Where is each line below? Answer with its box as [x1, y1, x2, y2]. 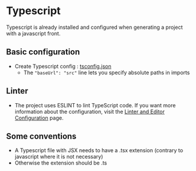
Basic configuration [6, 47, 80, 57]
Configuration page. [14, 114, 64, 121]
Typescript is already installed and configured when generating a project [6, 24, 183, 31]
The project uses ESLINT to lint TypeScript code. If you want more [14, 101, 176, 108]
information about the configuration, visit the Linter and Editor [14, 108, 165, 115]
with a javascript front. [6, 29, 61, 37]
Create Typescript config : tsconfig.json [14, 63, 112, 70]
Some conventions [6, 131, 77, 141]
